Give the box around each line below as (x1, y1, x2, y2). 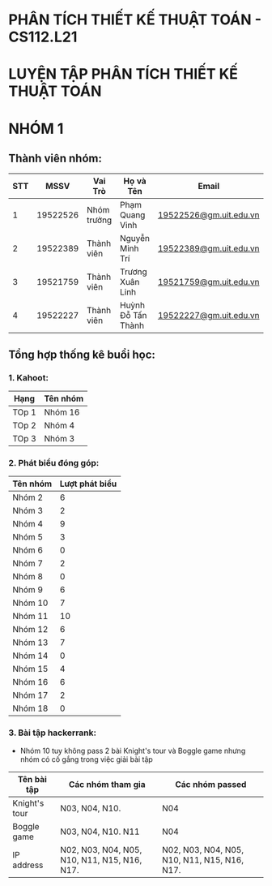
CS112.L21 (8, 28, 78, 46)
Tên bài (17, 773, 47, 785)
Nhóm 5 (12, 531, 43, 543)
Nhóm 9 (12, 584, 43, 596)
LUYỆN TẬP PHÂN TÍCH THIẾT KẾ (8, 65, 239, 84)
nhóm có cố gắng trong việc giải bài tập (19, 754, 154, 764)
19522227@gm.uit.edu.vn (157, 310, 260, 321)
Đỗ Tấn (120, 310, 147, 321)
